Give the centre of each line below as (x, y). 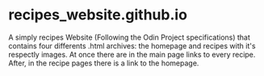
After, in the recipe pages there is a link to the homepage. (104, 63)
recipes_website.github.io (98, 15)
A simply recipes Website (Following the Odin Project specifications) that (129, 37)
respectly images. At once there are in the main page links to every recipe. (132, 54)
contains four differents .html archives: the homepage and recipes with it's (132, 45)
